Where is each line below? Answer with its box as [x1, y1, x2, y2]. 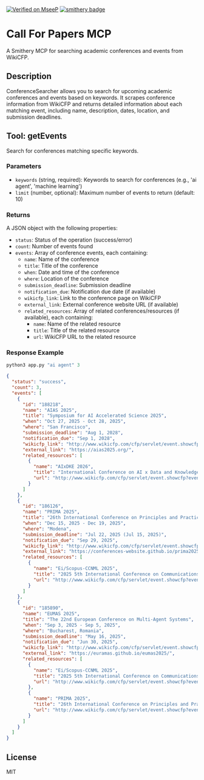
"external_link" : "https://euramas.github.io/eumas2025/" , [22, 650, 175, 656]
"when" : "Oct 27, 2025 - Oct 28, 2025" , [22, 419, 126, 425]
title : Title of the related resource [33, 327, 120, 334]
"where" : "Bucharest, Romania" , [22, 627, 104, 634]
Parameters [6, 162, 41, 170]
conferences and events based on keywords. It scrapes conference [6, 94, 175, 101]
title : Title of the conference [24, 262, 98, 270]
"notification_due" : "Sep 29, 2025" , [22, 537, 118, 543]
